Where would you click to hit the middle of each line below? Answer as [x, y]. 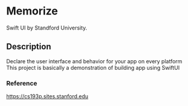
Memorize [32, 11]
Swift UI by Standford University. [47, 28]
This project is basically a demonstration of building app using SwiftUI [93, 67]
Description [29, 47]
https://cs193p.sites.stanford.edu [47, 96]
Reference [22, 83]
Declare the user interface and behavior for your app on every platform [94, 61]
